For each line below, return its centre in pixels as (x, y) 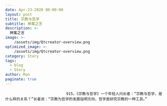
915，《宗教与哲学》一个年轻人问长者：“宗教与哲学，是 (114, 94)
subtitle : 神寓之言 (24, 24)
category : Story (22, 56)
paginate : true (21, 79)
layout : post (19, 14)
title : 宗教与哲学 (22, 19)
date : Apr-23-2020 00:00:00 (34, 10)
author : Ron (17, 75)
